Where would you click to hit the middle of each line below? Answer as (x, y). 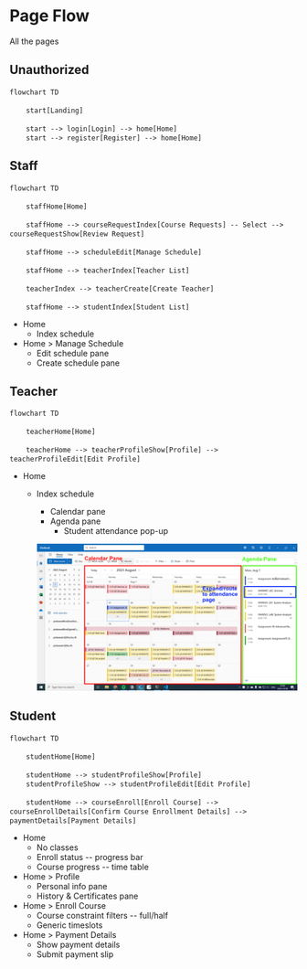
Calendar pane (78, 512)
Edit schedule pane (73, 353)
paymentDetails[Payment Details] (73, 820)
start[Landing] (55, 111)
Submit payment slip (75, 954)
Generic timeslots (69, 925)
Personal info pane (72, 886)
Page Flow (49, 16)
